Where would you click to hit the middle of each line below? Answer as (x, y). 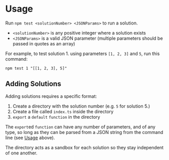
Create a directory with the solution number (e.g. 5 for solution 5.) (81, 106)
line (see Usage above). (30, 138)
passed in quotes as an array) (44, 43)
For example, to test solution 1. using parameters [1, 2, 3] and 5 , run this (82, 54)
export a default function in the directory (56, 117)
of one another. (21, 153)
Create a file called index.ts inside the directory (63, 111)
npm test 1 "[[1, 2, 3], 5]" (36, 68)
